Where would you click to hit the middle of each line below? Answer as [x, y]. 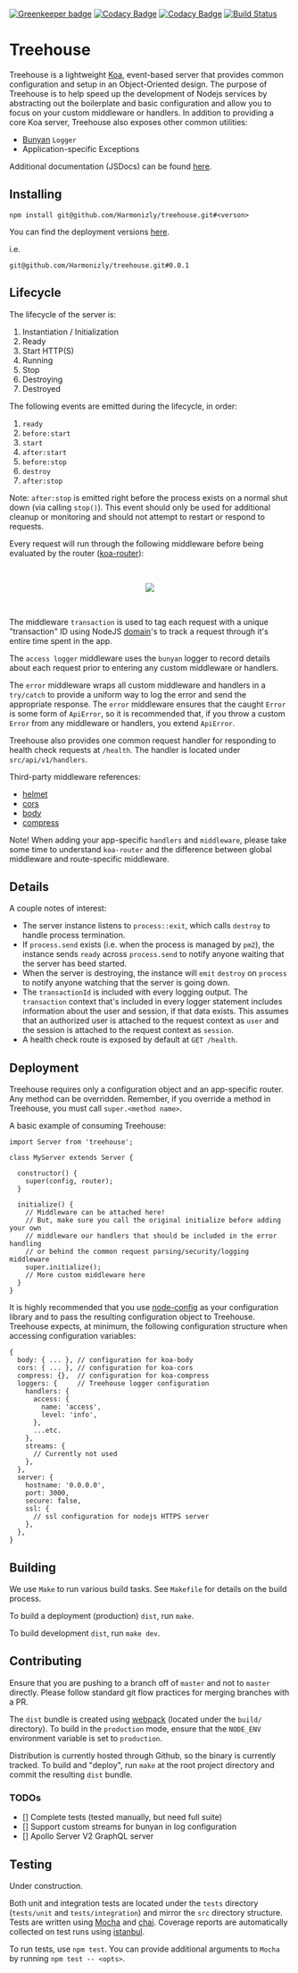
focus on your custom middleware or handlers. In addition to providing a [142, 113]
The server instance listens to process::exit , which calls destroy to [146, 926]
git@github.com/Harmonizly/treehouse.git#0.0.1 [99, 265]
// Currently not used [75, 1454]
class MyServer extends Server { [71, 1158]
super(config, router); [70, 1181]
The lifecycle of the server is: [63, 314]
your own [25, 1228]
